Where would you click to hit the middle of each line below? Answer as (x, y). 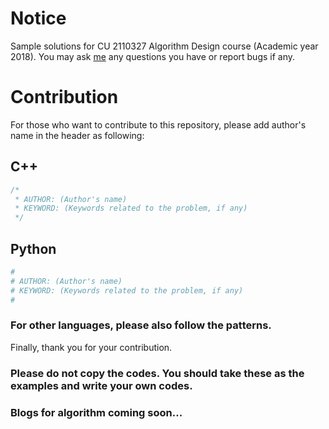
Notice (38, 18)
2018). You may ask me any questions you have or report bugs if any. (153, 56)
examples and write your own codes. (101, 385)
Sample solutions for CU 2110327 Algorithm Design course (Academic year (164, 46)
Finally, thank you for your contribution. (91, 347)
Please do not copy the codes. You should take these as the (157, 373)
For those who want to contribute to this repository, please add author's (158, 124)
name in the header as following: (77, 135)
